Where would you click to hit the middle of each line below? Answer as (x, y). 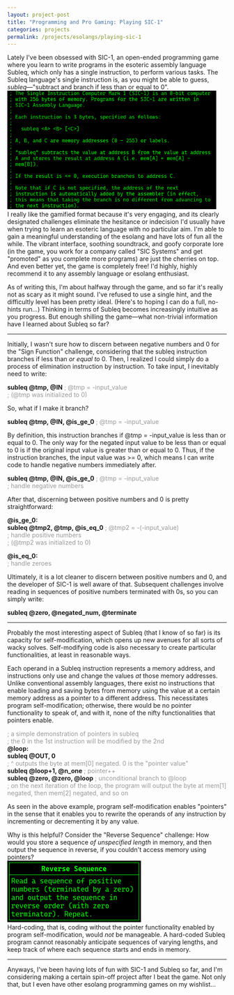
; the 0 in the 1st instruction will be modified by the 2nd (86, 741)
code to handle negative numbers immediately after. (82, 465)
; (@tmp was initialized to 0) (47, 395)
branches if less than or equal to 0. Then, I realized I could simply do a (108, 359)
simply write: (25, 599)
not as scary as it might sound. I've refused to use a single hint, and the (110, 295)
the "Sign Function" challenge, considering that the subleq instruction (107, 351)
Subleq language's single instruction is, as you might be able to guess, (108, 79)
